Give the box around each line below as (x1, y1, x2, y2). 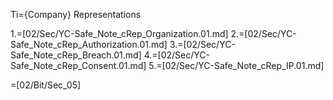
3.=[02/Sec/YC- (169, 39, 236, 50)
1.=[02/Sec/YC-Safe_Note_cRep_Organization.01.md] (10, 28, 229, 39)
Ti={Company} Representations (10, 9, 142, 20)
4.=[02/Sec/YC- (143, 49, 210, 61)
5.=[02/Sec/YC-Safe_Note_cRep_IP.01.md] (148, 60, 325, 71)
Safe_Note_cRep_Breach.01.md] (10, 49, 142, 61)
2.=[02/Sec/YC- (230, 28, 297, 39)
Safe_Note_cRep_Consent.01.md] (10, 60, 147, 71)
